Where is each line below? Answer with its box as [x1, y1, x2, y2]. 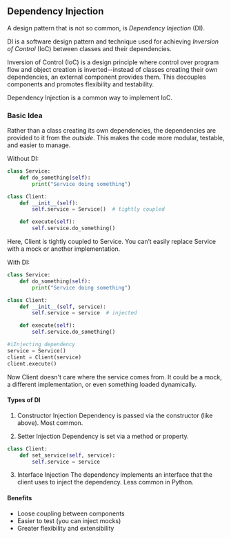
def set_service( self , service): [19, 452, 116, 459]
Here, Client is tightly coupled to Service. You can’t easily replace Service [7, 238, 216, 246]
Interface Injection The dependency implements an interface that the [17, 471, 212, 479]
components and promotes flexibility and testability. [7, 79, 154, 88]
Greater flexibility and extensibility [17, 524, 114, 532]
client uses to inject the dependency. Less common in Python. [17, 478, 194, 486]
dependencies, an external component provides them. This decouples [7, 73, 207, 81]
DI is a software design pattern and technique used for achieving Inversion [7, 37, 219, 46]
